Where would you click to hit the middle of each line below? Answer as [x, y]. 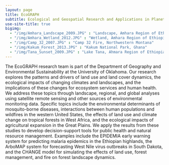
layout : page [19, 10]
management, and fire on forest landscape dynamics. [61, 157]
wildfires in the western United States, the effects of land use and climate [81, 114]
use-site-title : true [28, 24]
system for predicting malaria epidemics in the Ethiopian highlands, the [79, 141]
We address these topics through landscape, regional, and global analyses [82, 93]
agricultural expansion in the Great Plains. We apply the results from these [82, 125]
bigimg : [13, 29]
